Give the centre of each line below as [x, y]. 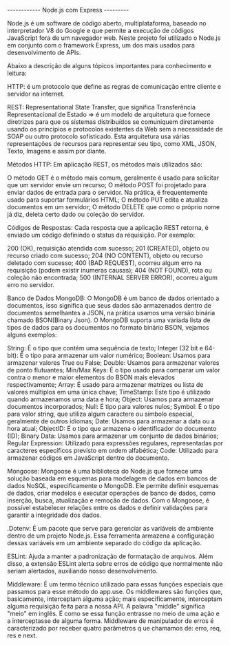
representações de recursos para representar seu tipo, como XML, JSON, [112, 144]
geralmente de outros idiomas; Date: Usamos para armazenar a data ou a [111, 421]
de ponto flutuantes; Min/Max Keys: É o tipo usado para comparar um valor [114, 370]
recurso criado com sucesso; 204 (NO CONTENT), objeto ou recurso [105, 255]
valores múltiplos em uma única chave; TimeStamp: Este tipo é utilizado [109, 392]
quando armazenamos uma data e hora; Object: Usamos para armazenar [111, 399]
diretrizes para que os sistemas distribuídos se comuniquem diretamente [111, 122]
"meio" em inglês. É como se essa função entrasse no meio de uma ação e [114, 613]
